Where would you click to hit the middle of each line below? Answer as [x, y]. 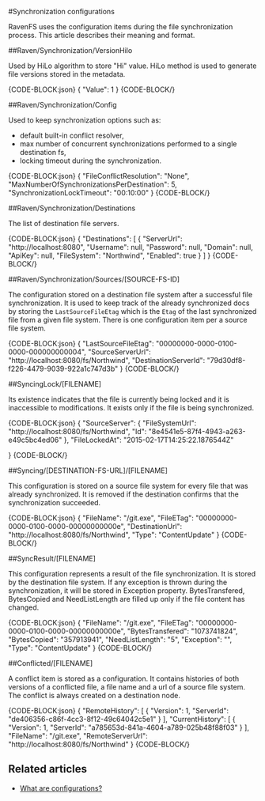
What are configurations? [61, 788]
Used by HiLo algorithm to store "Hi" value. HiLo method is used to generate [132, 66]
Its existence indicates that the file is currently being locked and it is [119, 399]
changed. [24, 607]
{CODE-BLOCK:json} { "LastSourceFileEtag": [81, 344]
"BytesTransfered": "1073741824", [182, 631]
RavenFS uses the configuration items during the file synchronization [121, 26]
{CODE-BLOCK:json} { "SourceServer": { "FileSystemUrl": [102, 423]
